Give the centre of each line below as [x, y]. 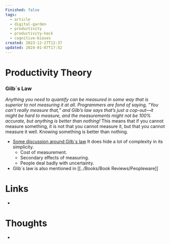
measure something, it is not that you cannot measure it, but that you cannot [85, 127]
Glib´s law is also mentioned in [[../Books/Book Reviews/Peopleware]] [85, 169]
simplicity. [23, 147]
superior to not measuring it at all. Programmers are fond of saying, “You [82, 105]
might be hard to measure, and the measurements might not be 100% [78, 116]
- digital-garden [28, 24]
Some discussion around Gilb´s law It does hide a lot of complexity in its [88, 142]
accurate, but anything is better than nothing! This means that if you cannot [84, 121]
